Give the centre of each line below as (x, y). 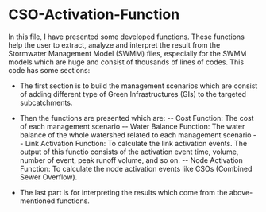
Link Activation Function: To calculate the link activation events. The (136, 143)
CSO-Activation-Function (94, 15)
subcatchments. (46, 102)
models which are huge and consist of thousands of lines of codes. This (126, 62)
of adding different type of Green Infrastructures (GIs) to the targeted (133, 94)
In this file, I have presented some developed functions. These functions (126, 37)
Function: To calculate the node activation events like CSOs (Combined (136, 168)
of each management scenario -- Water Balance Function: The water (132, 126)
